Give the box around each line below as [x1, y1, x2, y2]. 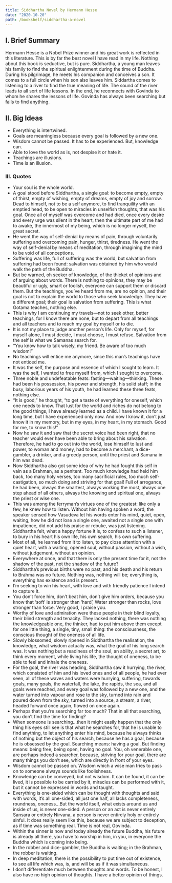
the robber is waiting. [12, 850, 58, 856]
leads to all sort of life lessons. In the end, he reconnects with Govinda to [5, 88, 159, 94]
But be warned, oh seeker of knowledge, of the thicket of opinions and [12, 272, 162, 278]
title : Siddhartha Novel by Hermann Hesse [5, 7, 97, 13]
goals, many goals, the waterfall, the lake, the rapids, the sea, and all [12, 681, 158, 687]
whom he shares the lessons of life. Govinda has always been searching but [5, 93, 166, 100]
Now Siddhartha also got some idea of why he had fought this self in [12, 463, 158, 469]
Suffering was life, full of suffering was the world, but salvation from [12, 255, 156, 262]
